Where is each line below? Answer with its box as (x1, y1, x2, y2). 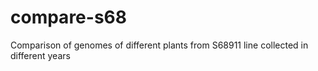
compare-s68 (10, 6, 127, 29)
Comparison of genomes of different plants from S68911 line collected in (10, 39, 309, 51)
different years (10, 49, 71, 61)
